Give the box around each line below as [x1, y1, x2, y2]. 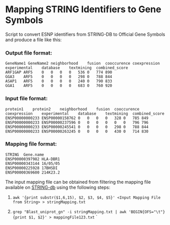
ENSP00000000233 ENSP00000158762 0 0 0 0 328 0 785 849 [5, 116, 149, 121]
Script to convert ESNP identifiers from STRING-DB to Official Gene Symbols [5, 31, 165, 37]
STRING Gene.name [5, 152, 44, 157]
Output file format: [5, 49, 52, 57]
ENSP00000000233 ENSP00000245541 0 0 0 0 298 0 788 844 [5, 124, 149, 129]
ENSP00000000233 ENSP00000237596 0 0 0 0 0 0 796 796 [5, 120, 149, 125]
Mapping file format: [5, 140, 57, 148]
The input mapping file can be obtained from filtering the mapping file [5, 179, 151, 185]
